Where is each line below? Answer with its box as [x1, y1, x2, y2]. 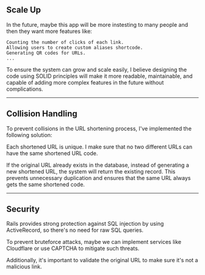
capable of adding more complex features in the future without [6, 78, 164, 86]
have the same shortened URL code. [6, 149, 98, 157]
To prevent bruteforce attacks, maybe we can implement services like [6, 238, 182, 246]
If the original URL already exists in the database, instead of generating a [6, 161, 189, 169]
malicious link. [6, 263, 43, 270]
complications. [6, 85, 44, 92]
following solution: [6, 131, 52, 139]
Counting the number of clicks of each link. [6, 39, 124, 45]
